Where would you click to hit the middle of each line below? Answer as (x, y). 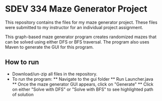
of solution (23, 94)
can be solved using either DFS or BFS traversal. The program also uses (77, 42)
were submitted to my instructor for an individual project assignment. (74, 27)
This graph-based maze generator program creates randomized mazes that (81, 37)
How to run (22, 62)
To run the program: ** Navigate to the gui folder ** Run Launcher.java (82, 79)
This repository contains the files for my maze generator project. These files (81, 22)
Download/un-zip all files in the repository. (54, 74)
